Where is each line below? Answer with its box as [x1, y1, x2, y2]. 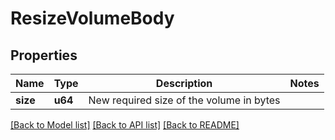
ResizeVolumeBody [10, 7, 175, 30]
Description [155, 77, 213, 90]
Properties [10, 47, 78, 64]
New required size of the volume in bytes [88, 93, 281, 107]
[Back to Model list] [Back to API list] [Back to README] [10, 119, 240, 131]
